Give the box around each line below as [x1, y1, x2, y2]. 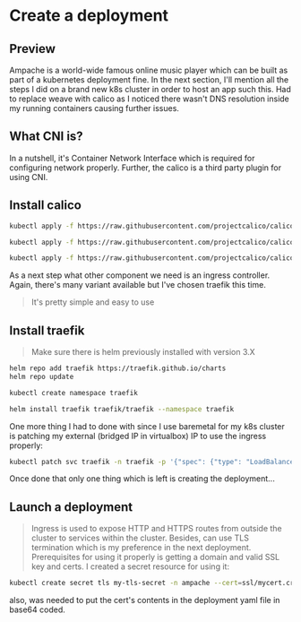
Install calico [9, 198, 82, 213]
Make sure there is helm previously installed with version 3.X [30, 347, 255, 358]
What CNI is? [9, 129, 83, 144]
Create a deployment [9, 5, 168, 26]
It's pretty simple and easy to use [30, 297, 155, 307]
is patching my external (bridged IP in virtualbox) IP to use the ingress [9, 430, 267, 441]
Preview [9, 41, 56, 56]
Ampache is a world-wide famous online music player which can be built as [9, 65, 288, 75]
